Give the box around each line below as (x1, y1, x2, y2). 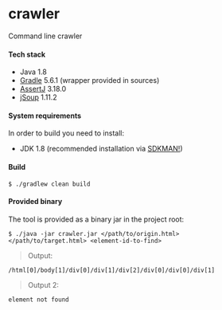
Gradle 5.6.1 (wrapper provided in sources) (19, 76, 160, 85)
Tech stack (8, 49, 46, 59)
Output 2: (27, 280, 60, 289)
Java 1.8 (19, 67, 48, 77)
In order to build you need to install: (8, 128, 125, 138)
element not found (8, 296, 69, 304)
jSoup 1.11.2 (19, 92, 57, 102)
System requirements (8, 111, 82, 120)
